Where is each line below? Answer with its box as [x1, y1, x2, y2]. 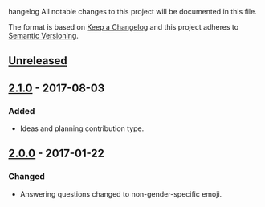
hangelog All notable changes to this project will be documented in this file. [8, 7, 257, 16]
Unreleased [8, 54, 68, 67]
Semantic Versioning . [8, 31, 79, 40]
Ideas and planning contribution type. [19, 124, 145, 133]
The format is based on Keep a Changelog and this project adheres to [8, 22, 239, 31]
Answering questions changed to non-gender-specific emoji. [19, 189, 222, 199]
